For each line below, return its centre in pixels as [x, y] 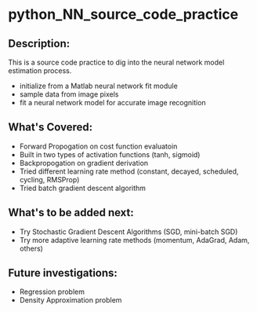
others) [31, 248]
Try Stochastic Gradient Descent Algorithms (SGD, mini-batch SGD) [128, 231]
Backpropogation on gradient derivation [84, 163]
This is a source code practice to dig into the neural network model [116, 62]
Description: [39, 44]
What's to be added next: [71, 213]
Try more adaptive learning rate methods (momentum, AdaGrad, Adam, [134, 240]
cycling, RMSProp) [49, 179]
